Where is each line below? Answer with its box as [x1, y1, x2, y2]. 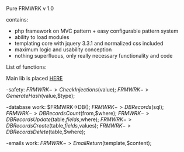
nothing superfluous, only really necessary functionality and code [14, 52, 173, 59]
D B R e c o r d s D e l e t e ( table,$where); [6, 128, 86, 135]
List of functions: [6, 63, 47, 70]
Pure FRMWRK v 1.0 [6, 5, 54, 12]
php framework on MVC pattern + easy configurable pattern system [14, 27, 179, 34]
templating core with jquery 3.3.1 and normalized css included [14, 40, 164, 47]
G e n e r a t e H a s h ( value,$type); [6, 93, 75, 99]
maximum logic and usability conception [14, 46, 112, 53]
